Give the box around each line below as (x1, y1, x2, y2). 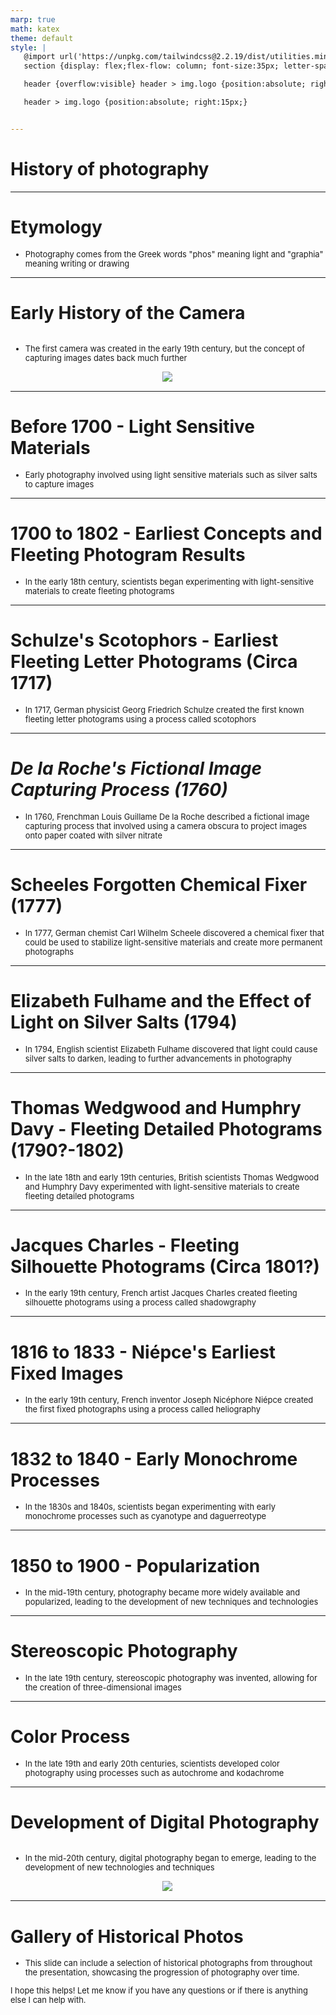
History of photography (10, 157, 210, 180)
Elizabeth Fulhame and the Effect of (10, 989, 312, 1012)
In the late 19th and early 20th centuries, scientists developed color (24, 1759, 280, 1770)
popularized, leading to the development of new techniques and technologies (24, 1597, 319, 1608)
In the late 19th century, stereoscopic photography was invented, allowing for (24, 1673, 318, 1684)
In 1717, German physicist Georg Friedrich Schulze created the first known (24, 704, 305, 715)
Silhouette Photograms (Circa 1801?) (10, 1255, 320, 1278)
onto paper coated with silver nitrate (24, 830, 163, 841)
